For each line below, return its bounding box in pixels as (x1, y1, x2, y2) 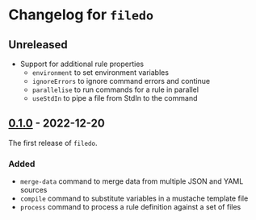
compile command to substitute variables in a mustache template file (19, 193, 249, 203)
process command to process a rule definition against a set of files (19, 202, 241, 212)
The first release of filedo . (8, 138, 98, 147)
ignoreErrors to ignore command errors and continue (31, 77, 211, 85)
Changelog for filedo (8, 6, 153, 24)
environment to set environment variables (31, 68, 170, 77)
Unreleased (8, 38, 69, 52)
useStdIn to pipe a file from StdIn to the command (31, 93, 198, 102)
